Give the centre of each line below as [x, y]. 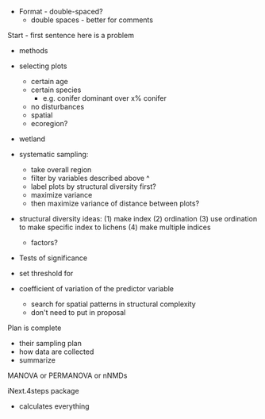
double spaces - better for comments [92, 20]
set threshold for [46, 273]
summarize [37, 360]
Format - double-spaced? [61, 12]
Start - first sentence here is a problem [71, 35]
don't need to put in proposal [78, 312]
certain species [56, 90]
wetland [32, 139]
